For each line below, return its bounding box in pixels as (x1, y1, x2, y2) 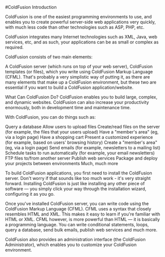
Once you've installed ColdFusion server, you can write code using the (5, 201, 149, 207)
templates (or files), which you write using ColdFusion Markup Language (5, 69, 153, 75)
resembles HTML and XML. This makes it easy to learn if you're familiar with (5, 211, 161, 217)
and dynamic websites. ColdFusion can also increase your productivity (5, 99, 149, 105)
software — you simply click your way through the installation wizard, (5, 186, 147, 192)
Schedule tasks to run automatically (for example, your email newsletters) (5, 150, 155, 156)
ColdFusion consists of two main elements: (5, 54, 93, 60)
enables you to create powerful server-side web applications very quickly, (5, 19, 156, 25)
